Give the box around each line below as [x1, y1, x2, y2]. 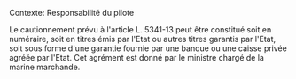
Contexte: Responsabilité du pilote [9, 8, 135, 18]
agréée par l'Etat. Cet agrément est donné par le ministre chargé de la [9, 53, 264, 62]
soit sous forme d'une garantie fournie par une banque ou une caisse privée [9, 43, 288, 54]
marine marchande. [9, 61, 81, 72]
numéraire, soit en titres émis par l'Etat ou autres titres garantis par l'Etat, [9, 34, 277, 44]
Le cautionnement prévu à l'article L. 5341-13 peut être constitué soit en [9, 25, 272, 34]
